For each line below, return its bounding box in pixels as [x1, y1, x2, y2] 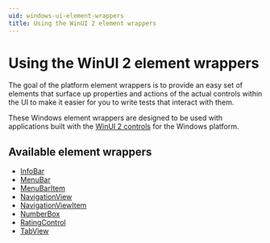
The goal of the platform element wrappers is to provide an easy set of [8, 80, 243, 90]
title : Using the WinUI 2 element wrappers [8, 19, 157, 27]
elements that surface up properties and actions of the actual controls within [8, 89, 263, 99]
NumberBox [19, 209, 60, 219]
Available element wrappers [8, 145, 152, 159]
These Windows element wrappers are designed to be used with [8, 113, 223, 123]
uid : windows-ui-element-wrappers [8, 11, 125, 20]
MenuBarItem [19, 183, 66, 193]
